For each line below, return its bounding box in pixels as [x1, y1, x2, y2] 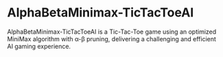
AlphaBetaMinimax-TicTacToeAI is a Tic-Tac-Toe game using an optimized [7, 27, 217, 36]
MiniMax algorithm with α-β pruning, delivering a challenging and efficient [7, 34, 216, 43]
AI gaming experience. [7, 42, 71, 50]
